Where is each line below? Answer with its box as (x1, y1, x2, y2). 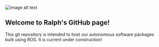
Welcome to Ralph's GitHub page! (5, 18, 110, 27)
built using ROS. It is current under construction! (5, 36, 103, 42)
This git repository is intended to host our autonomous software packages (5, 31, 155, 37)
